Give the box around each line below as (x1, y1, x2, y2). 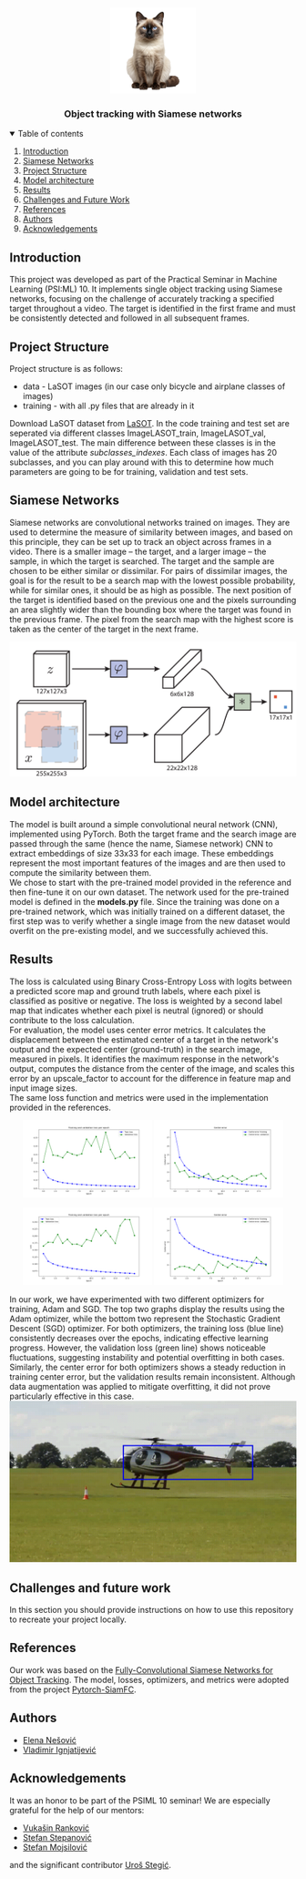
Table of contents (17, 128, 84, 139)
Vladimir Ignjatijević (22, 1744, 97, 1755)
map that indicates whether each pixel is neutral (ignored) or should (9, 1005, 264, 1016)
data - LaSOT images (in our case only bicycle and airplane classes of (22, 381, 286, 392)
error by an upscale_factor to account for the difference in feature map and (9, 1073, 291, 1083)
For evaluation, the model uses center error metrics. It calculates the (9, 1024, 266, 1035)
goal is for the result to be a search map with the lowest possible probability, (9, 575, 296, 586)
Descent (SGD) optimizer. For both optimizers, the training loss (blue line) (9, 1322, 284, 1333)
